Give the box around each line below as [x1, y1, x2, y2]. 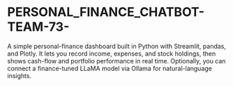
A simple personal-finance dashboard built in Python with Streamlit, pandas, [7, 42, 227, 50]
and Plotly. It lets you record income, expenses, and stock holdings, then [7, 49, 216, 58]
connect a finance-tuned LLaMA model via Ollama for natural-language [7, 64, 213, 72]
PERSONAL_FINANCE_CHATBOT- [7, 4, 204, 20]
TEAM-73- [7, 19, 70, 35]
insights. [7, 71, 32, 80]
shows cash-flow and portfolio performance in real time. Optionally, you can [7, 56, 226, 65]
